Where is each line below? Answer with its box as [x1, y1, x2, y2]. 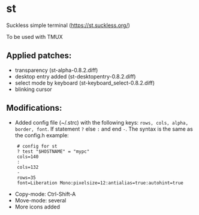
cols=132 [17, 164, 39, 170]
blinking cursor [14, 86, 52, 93]
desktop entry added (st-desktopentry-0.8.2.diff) [14, 72, 136, 80]
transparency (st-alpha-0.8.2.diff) [14, 66, 98, 74]
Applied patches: [6, 50, 72, 61]
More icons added [14, 203, 61, 210]
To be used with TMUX [6, 33, 63, 40]
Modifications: [6, 103, 62, 113]
